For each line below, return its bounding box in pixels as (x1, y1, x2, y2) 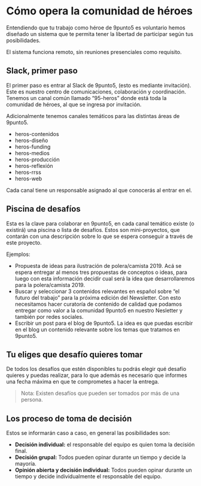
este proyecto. (6, 239, 42, 246)
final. (14, 448, 28, 455)
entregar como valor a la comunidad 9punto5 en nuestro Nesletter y (14, 307, 183, 314)
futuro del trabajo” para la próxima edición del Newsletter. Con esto (14, 294, 181, 301)
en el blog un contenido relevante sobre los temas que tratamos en (14, 325, 181, 333)
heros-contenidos (14, 130, 59, 137)
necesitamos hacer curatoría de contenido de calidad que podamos (14, 300, 182, 307)
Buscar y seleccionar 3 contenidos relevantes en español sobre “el (14, 288, 180, 295)
